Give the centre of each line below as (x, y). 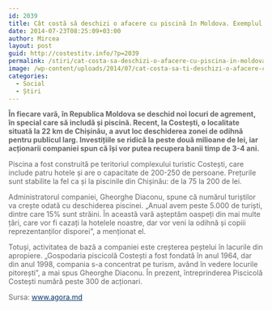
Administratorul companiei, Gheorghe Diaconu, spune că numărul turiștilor (132, 197)
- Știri (29, 91)
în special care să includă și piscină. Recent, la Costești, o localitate (124, 123)
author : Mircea (34, 38)
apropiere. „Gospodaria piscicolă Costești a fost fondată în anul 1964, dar (130, 256)
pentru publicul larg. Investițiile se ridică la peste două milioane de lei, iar (134, 140)
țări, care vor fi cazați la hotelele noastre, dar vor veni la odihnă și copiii (127, 223)
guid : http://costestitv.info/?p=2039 (74, 53)
